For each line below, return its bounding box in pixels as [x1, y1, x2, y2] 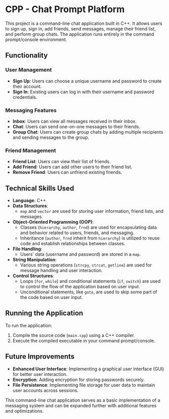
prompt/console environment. [5, 36, 67, 43]
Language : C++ [12, 198, 47, 204]
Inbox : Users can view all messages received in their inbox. [12, 118, 137, 124]
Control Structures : [12, 273, 55, 279]
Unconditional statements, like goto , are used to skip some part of [20, 289, 157, 295]
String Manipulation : [12, 257, 57, 263]
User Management [5, 66, 52, 73]
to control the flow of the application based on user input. [20, 284, 140, 290]
